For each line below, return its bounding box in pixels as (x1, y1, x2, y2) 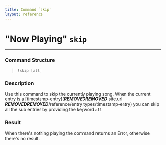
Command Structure (5, 57, 55, 64)
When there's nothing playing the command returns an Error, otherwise (5, 130, 150, 136)
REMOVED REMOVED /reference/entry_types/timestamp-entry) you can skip (5, 101, 160, 107)
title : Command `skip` (5, 7, 52, 12)
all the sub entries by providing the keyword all (5, 107, 102, 113)
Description (5, 80, 34, 87)
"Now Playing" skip (5, 33, 87, 45)
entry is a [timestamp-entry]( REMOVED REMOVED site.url (5, 96, 123, 102)
